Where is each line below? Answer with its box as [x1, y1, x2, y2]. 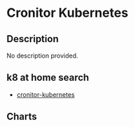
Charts [6, 111, 38, 123]
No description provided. [6, 51, 78, 60]
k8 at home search [6, 72, 90, 83]
